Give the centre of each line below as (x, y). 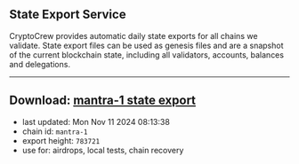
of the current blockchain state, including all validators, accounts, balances (147, 55)
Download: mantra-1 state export (103, 101)
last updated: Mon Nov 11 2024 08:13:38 (96, 121)
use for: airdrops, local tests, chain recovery (103, 150)
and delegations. (40, 64)
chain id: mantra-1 (55, 131)
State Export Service (68, 15)
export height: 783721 (61, 140)
